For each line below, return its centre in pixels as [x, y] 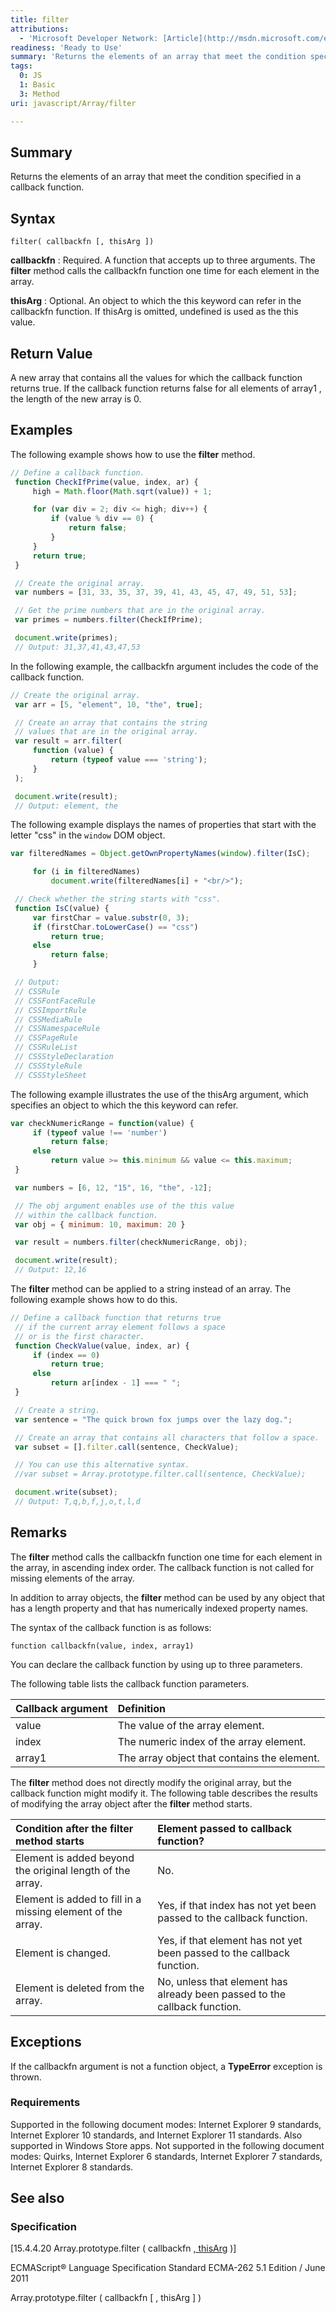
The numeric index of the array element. [212, 1741]
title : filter [40, 19]
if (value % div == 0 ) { [102, 519]
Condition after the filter [74, 1828]
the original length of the [73, 1870]
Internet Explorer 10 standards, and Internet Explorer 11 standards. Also [156, 2135]
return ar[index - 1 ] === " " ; [116, 1383]
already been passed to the [221, 1994]
